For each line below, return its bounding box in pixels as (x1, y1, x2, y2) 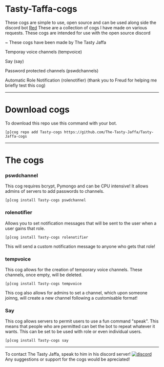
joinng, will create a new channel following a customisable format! (5, 295, 138, 301)
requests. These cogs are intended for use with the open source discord (5, 30, 151, 36)
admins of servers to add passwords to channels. (5, 188, 104, 194)
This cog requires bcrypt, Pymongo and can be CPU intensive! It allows (5, 183, 148, 189)
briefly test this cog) (5, 82, 46, 88)
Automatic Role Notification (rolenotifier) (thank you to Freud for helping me (5, 77, 157, 83)
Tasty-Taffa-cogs (5, 3, 77, 15)
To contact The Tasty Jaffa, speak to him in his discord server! (5, 351, 131, 357)
